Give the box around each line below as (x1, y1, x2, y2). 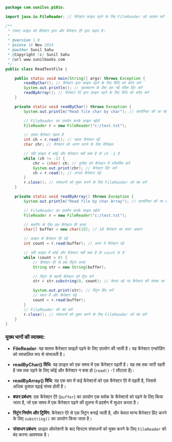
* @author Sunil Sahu (7, 47, 54, 52)
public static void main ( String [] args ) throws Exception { (14, 76, 145, 81)
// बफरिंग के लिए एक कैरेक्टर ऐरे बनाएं (24, 222, 86, 227)
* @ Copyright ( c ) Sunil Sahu (7, 52, 70, 57)
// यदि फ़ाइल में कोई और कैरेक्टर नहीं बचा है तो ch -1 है (24, 151, 120, 156)
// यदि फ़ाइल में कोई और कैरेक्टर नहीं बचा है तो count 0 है (24, 250, 124, 255)
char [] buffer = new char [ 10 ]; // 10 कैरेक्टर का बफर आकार (24, 227, 142, 232)
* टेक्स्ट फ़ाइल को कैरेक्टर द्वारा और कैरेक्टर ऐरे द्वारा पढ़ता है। (7, 28, 106, 33)
